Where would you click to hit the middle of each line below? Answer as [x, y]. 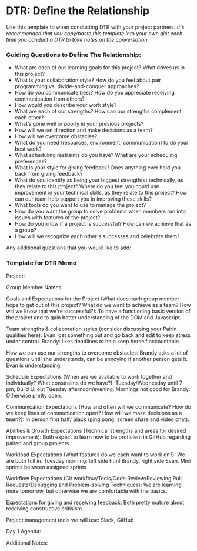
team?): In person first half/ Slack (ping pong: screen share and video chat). [98, 419]
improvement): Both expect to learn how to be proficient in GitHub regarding [98, 437]
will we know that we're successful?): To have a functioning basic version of [98, 311]
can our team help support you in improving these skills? [83, 199]
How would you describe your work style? [66, 105]
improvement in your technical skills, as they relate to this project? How [101, 193]
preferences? [31, 161]
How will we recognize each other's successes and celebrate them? [97, 236]
